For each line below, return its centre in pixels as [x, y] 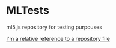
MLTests [28, 10]
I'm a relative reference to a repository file [58, 38]
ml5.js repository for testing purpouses [54, 27]
